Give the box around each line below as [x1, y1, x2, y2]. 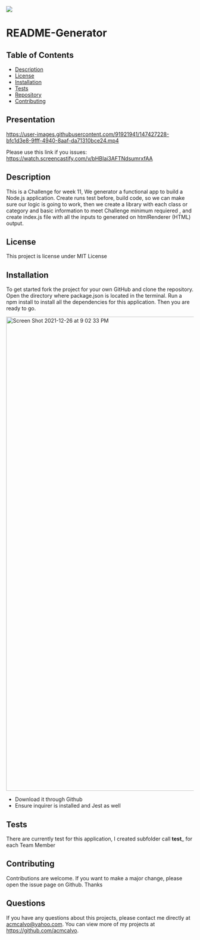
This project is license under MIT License [6, 253, 107, 260]
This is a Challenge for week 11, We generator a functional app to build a [6, 188, 183, 195]
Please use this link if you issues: [6, 149, 87, 156]
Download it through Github [14, 796, 83, 803]
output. [6, 219, 24, 227]
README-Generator [6, 26, 107, 40]
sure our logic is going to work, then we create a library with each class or [6, 200, 188, 208]
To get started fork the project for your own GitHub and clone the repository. [6, 286, 193, 293]
